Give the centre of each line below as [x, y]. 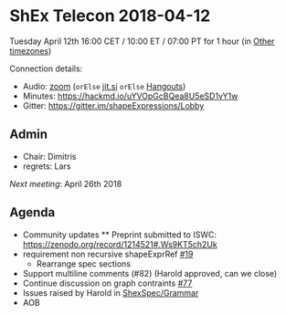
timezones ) [31, 50]
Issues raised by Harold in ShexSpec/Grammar [111, 292]
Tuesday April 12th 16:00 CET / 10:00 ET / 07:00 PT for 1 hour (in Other [142, 41]
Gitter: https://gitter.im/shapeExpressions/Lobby [113, 105]
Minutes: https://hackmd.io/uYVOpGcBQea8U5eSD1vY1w [130, 96]
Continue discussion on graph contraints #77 [107, 283]
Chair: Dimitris [49, 156]
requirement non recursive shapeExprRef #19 [108, 254]
